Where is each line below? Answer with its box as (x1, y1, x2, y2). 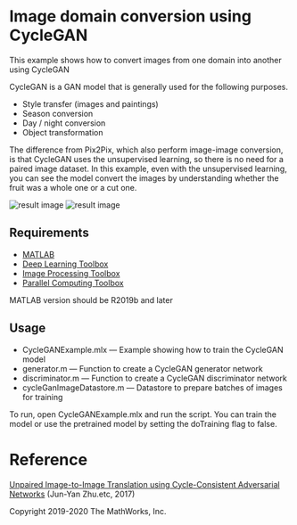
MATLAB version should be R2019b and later (9, 294, 174, 305)
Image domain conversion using (9, 6, 252, 27)
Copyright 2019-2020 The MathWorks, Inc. (9, 505, 167, 516)
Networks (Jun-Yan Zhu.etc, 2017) (9, 488, 136, 499)
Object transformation (21, 127, 103, 137)
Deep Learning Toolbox (21, 258, 109, 269)
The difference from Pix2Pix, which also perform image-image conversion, (9, 144, 284, 155)
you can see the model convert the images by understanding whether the (9, 172, 279, 184)
